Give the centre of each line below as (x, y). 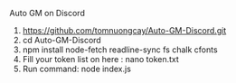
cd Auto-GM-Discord (61, 40)
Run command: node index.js (76, 69)
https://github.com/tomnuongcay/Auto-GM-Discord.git (124, 30)
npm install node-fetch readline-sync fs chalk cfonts (120, 50)
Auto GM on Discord (47, 13)
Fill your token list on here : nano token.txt (100, 59)
